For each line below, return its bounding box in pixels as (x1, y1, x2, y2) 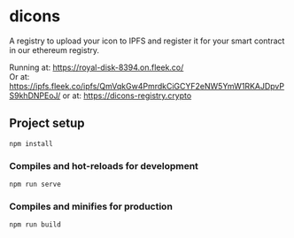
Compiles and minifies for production (9, 200, 173, 212)
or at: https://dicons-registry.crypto (62, 90, 192, 101)
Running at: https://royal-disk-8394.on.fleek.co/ (9, 62, 184, 73)
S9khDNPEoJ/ (9, 90, 61, 101)
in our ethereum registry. (9, 44, 100, 55)
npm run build (9, 220, 62, 229)
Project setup (9, 116, 86, 131)
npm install (9, 139, 53, 148)
